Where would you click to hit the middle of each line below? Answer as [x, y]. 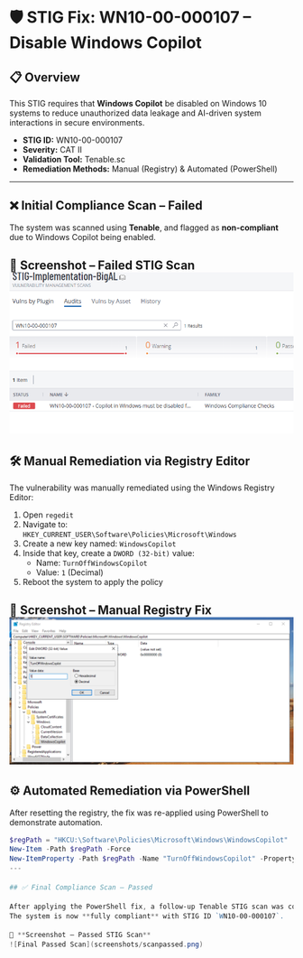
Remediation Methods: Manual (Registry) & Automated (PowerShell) [150, 169]
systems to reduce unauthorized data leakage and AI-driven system [135, 113]
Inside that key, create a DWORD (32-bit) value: [109, 553]
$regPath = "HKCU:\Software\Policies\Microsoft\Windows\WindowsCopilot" [149, 840]
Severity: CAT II [52, 149]
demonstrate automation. [56, 822]
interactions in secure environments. [77, 122]
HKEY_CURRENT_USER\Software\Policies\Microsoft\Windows [129, 535]
